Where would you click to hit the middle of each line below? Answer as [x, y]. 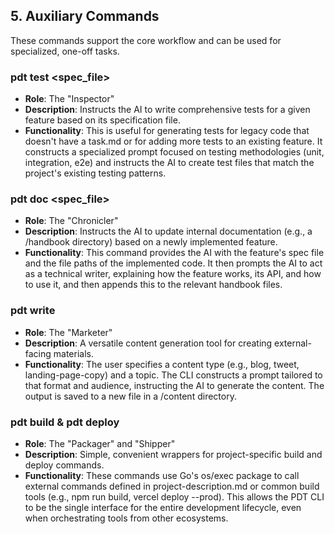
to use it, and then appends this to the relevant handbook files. [153, 285]
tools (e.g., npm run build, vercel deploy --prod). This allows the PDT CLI [174, 497]
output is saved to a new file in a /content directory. [130, 396]
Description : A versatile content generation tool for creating [148, 343]
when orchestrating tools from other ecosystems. [126, 518]
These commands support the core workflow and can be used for [146, 40]
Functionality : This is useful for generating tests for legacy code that [167, 131]
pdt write [33, 311]
